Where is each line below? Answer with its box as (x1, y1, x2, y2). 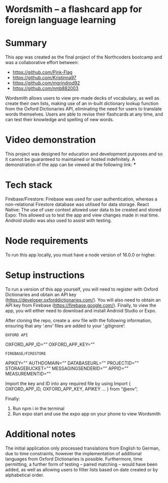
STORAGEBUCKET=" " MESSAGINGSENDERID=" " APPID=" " (5, 365, 129, 371)
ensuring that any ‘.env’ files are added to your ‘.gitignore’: (5, 323, 126, 329)
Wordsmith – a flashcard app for (5, 4, 142, 15)
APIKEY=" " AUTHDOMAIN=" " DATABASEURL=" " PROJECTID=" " (5, 360, 139, 366)
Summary (5, 37, 47, 49)
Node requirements (5, 235, 88, 247)
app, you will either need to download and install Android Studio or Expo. (5, 307, 156, 313)
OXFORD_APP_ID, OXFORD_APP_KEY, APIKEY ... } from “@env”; (5, 386, 138, 392)
